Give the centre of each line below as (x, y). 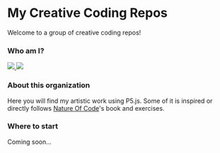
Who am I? (26, 51)
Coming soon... (29, 142)
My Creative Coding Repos (88, 13)
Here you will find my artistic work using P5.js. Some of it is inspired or (110, 101)
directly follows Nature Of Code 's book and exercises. (86, 108)
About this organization (49, 85)
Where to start (33, 126)
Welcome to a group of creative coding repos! (74, 32)
